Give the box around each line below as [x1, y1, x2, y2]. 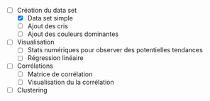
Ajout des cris [27, 22, 69, 30]
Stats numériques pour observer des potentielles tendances [27, 46, 203, 54]
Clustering [16, 85, 48, 94]
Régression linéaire [27, 54, 84, 62]
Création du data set [16, 6, 77, 14]
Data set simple [27, 14, 74, 23]
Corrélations [16, 61, 54, 70]
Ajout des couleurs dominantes [27, 30, 118, 38]
